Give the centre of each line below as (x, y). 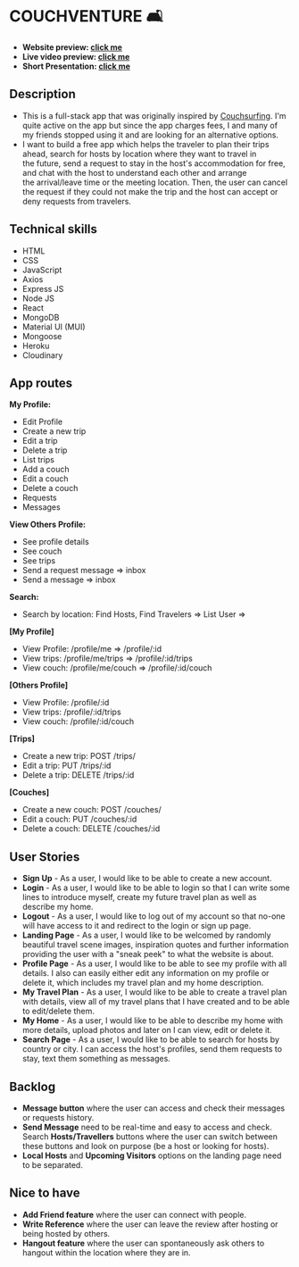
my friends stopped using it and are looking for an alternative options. (150, 135)
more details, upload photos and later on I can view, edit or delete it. (147, 1030)
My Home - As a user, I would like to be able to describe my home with (153, 1021)
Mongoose (42, 336)
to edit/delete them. (58, 1011)
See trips (39, 561)
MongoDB (41, 317)
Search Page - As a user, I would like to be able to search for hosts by (150, 1039)
